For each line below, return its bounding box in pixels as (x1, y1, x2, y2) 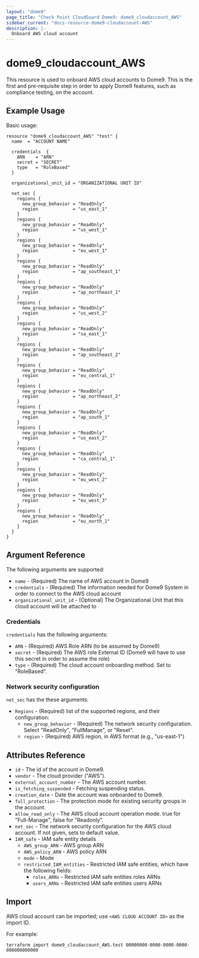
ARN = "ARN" (17, 154, 55, 160)
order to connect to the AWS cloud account (14, 590, 121, 597)
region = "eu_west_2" (21, 476, 108, 482)
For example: (6, 930, 39, 937)
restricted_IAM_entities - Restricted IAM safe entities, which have (23, 860, 189, 868)
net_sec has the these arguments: (6, 696, 89, 703)
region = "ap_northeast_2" (21, 393, 121, 399)
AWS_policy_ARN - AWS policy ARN (23, 848, 107, 855)
